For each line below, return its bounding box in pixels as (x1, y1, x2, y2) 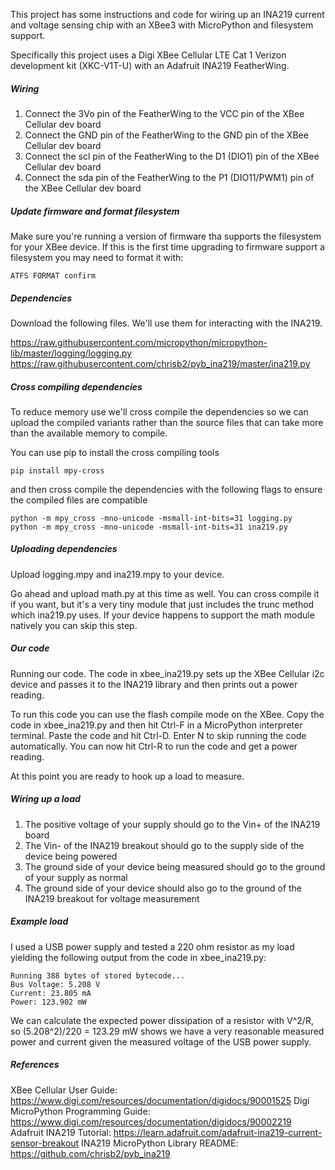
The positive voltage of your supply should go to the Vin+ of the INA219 (24, 818, 321, 830)
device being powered (24, 850, 118, 862)
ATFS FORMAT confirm (10, 270, 97, 281)
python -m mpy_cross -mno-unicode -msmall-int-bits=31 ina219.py (10, 522, 288, 532)
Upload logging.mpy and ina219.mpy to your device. (10, 568, 225, 580)
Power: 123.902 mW (10, 997, 87, 1007)
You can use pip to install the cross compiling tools (10, 446, 220, 458)
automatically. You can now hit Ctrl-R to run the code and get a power (10, 740, 298, 752)
